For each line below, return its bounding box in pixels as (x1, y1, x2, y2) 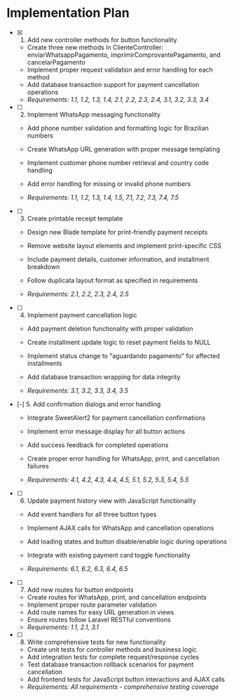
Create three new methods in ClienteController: (27, 43, 164, 51)
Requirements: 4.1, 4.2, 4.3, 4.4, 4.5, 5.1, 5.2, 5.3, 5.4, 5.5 (27, 475, 189, 484)
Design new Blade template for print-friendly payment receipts (27, 228, 208, 236)
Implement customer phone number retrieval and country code (27, 158, 209, 166)
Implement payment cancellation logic (27, 310, 137, 319)
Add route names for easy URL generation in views (27, 607, 174, 616)
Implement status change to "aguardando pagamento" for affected (27, 351, 220, 360)
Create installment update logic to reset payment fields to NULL (27, 338, 211, 346)
